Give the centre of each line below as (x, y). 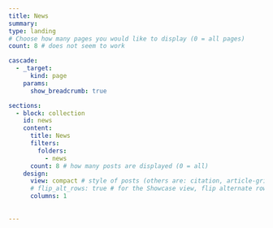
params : (36, 83)
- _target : (34, 69)
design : (36, 174)
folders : (52, 151)
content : (38, 128)
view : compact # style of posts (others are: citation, (126, 181)
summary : (23, 24)
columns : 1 (48, 196)
